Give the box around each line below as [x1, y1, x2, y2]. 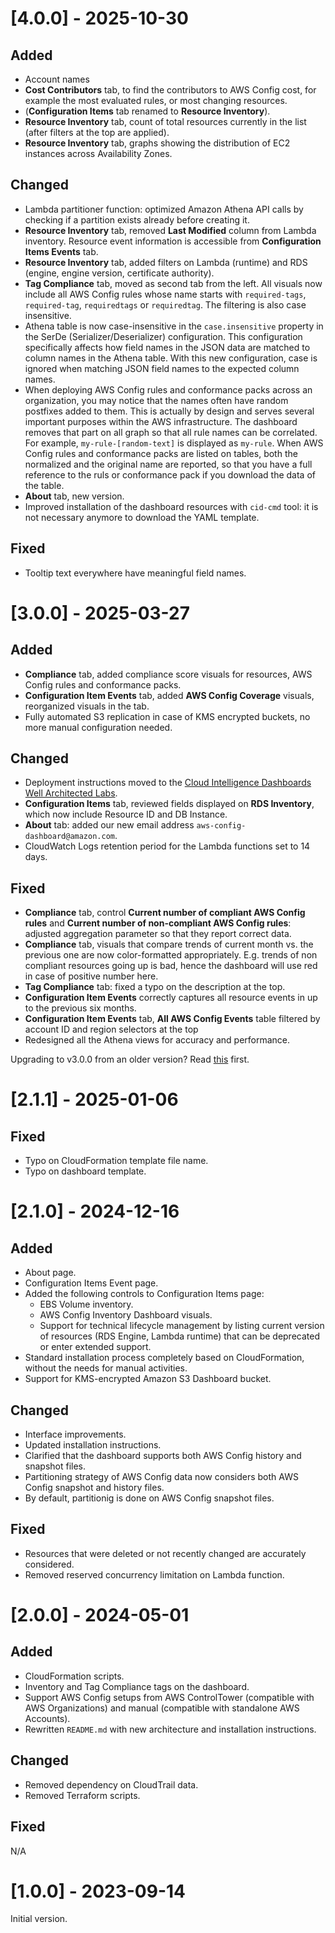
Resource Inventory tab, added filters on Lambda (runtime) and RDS [24, 256, 308, 268]
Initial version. [10, 1913, 68, 1925]
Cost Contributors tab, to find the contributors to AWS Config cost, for [24, 84, 317, 96]
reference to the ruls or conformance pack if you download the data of [24, 468, 316, 481]
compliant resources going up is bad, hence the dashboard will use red [24, 960, 318, 972]
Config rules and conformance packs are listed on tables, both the [24, 447, 298, 459]
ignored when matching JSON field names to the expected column [24, 362, 300, 374]
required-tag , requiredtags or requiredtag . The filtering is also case [24, 298, 307, 311]
